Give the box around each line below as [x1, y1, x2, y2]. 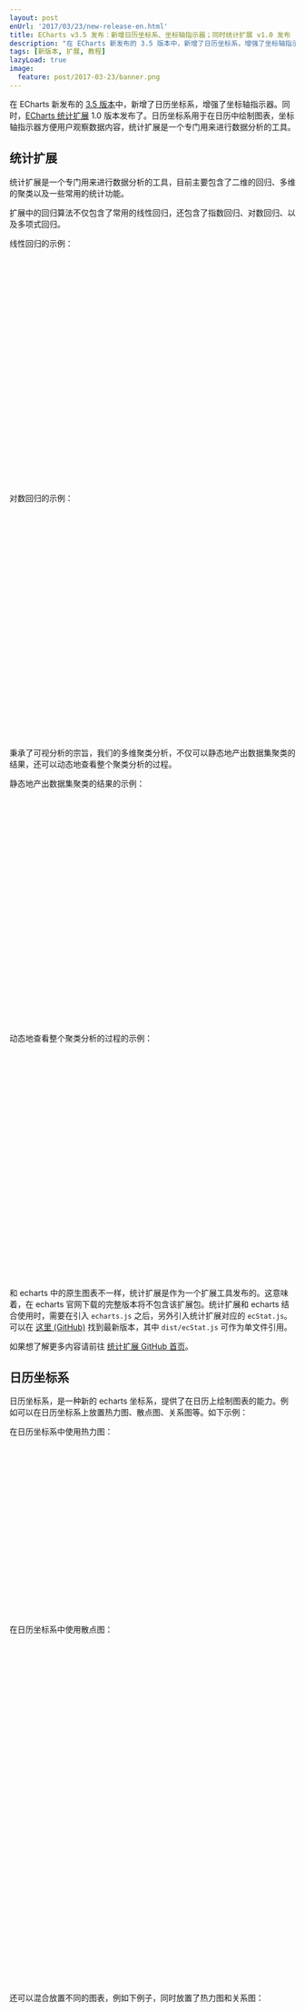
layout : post [9, 13, 59, 23]
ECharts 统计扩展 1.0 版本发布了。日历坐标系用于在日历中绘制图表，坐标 [25, 110, 295, 121]
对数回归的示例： [9, 492, 74, 503]
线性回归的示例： [9, 237, 74, 248]
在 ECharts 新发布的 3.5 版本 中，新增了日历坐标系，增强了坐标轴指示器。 [9, 98, 283, 109]
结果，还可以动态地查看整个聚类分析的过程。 [9, 759, 177, 770]
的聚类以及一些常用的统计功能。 [9, 187, 129, 198]
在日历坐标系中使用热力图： [9, 1426, 113, 1437]
